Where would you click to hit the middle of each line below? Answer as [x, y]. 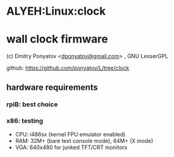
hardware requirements [52, 87]
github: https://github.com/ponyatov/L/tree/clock [68, 68]
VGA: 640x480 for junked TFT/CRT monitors [71, 147]
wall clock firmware [57, 39]
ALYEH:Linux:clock [56, 11]
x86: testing [25, 121]
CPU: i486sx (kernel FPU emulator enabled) [70, 134]
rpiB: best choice [32, 104]
